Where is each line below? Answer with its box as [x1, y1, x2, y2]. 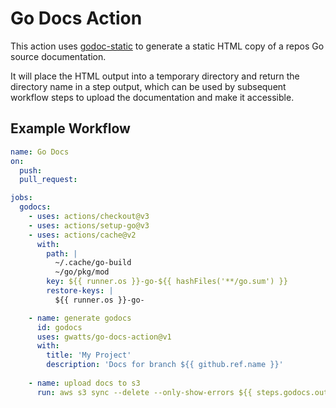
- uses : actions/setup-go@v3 [28, 220, 150, 231]
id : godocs [36, 322, 83, 332]
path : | [46, 248, 78, 259]
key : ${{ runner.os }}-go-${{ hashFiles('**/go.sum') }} [46, 277, 288, 287]
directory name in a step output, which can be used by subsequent [10, 80, 287, 92]
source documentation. [10, 50, 107, 62]
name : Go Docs [10, 147, 70, 157]
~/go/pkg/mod [54, 267, 110, 277]
